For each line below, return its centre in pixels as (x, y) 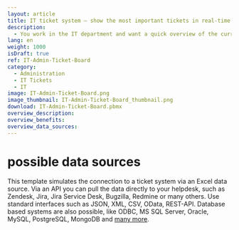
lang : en (20, 41)
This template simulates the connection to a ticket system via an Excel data (117, 182)
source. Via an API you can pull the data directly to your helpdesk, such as (116, 189)
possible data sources (74, 162)
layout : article (31, 14)
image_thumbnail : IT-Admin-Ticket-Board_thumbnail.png (90, 100)
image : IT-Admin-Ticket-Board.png (59, 93)
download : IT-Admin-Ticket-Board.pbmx (65, 107)
